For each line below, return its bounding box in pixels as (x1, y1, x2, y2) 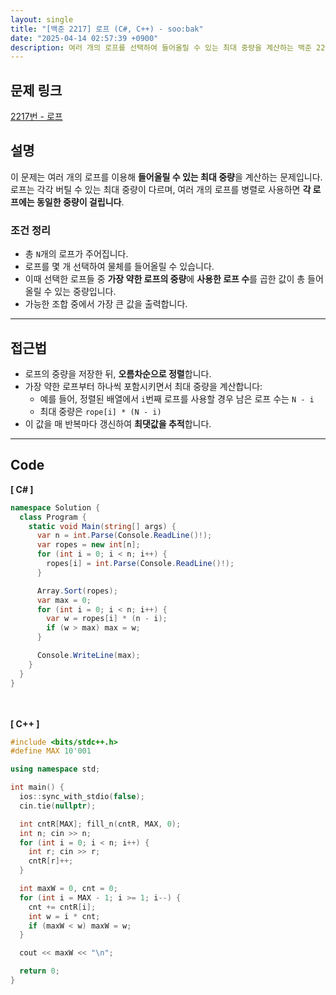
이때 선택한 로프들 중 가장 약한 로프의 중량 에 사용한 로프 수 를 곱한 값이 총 (24, 273, 306, 285)
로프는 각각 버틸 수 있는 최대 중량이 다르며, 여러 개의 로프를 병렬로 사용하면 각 (10, 183, 312, 195)
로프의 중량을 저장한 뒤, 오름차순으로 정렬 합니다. (24, 367, 212, 380)
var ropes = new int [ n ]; (36, 540, 141, 550)
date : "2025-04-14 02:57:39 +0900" (10, 33, 159, 43)
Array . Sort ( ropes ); (36, 586, 118, 596)
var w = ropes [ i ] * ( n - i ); (46, 614, 168, 624)
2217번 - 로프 (10, 111, 63, 123)
